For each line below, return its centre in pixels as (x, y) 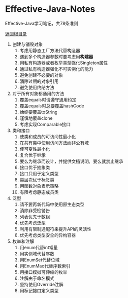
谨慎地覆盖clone (36, 118)
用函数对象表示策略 (39, 186)
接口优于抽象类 (35, 167)
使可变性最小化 (35, 149)
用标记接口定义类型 (39, 290)
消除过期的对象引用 (39, 81)
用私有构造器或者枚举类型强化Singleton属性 (64, 63)
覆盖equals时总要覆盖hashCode (52, 106)
